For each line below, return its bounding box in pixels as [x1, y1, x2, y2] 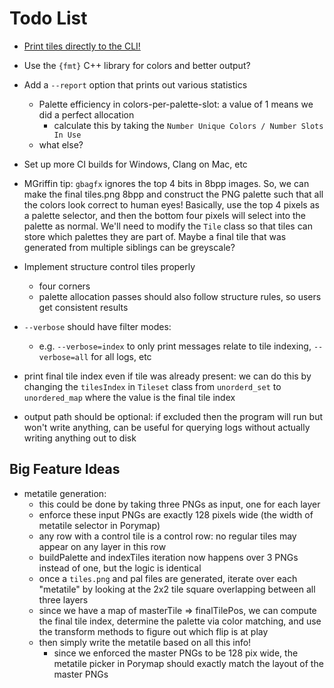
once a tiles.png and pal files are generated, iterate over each [38, 572, 298, 584]
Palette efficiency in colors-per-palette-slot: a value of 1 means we [38, 98, 314, 110]
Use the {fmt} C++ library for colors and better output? [23, 59, 251, 71]
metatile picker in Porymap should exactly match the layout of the [53, 657, 324, 669]
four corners [38, 280, 91, 292]
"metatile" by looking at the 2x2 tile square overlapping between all [38, 583, 316, 595]
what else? [38, 138, 84, 151]
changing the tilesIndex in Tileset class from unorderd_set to [23, 380, 282, 392]
